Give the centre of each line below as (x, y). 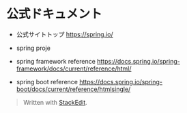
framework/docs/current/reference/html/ (74, 68)
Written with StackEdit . (55, 102)
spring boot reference (47, 81)
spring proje (33, 48)
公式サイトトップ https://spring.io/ (64, 34)
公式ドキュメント (55, 14)
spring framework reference (56, 61)
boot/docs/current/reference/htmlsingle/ (73, 89)
